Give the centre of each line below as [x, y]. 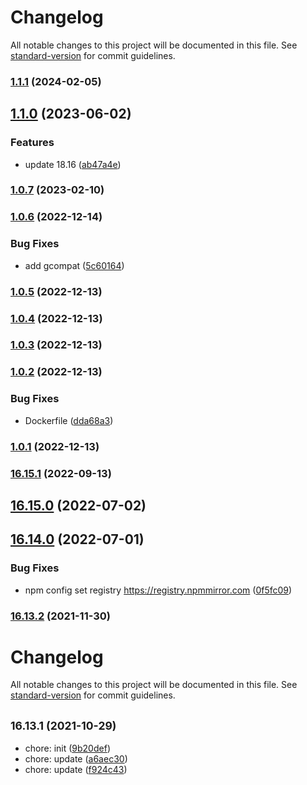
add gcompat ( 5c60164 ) [74, 265]
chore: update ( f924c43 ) [76, 770]
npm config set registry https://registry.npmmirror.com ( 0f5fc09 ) [158, 590]
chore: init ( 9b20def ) [67, 748]
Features [32, 143]
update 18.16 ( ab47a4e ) [73, 164]
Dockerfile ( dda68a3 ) [69, 420]
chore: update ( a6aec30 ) [76, 759]
